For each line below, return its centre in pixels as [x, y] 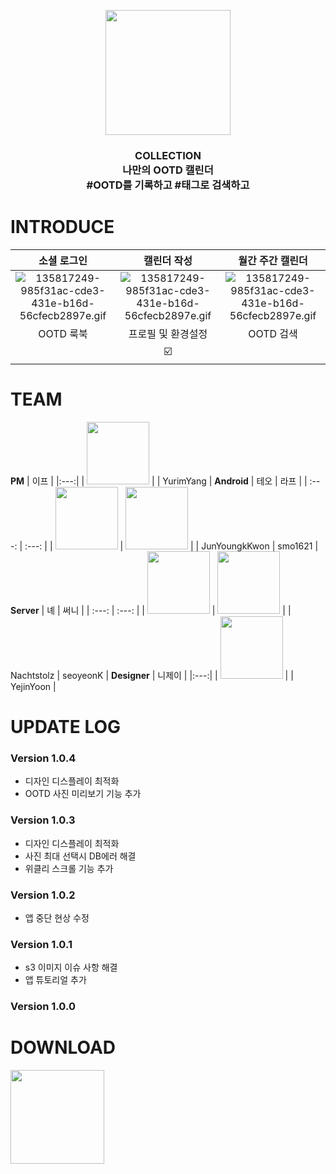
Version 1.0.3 [43, 820]
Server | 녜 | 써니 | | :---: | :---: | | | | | [151, 610]
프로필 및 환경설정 [168, 333]
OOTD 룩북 [63, 333]
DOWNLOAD [63, 1047]
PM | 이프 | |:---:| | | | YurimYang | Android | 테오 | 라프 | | [159, 481]
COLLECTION [168, 155]
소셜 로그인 [63, 260]
